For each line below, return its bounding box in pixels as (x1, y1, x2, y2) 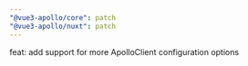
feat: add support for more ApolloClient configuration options (9, 46, 240, 57)
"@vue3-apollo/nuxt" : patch (9, 22, 117, 31)
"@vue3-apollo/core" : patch (9, 13, 117, 23)
